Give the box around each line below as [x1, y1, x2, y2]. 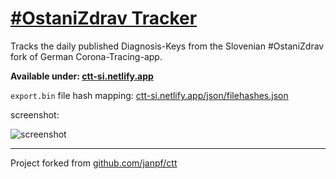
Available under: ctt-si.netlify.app [10, 70, 154, 82]
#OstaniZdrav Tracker [10, 7, 198, 30]
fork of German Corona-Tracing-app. [10, 50, 163, 62]
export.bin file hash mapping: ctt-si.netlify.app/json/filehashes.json [10, 89, 289, 101]
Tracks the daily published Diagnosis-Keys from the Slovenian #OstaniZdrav [10, 40, 325, 52]
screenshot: [10, 108, 60, 121]
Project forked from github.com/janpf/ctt [10, 157, 178, 169]
